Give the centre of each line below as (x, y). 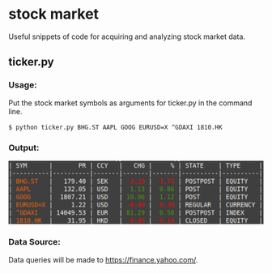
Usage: (23, 85)
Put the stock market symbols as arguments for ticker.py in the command (130, 103)
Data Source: (34, 242)
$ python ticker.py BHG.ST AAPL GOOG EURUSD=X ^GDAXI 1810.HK (115, 127)
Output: (24, 147)
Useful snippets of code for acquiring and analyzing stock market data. (127, 36)
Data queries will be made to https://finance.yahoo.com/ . (103, 259)
